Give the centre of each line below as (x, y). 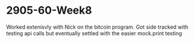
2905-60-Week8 (49, 10)
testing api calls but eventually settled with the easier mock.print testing (94, 33)
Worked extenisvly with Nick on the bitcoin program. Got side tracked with (97, 27)
